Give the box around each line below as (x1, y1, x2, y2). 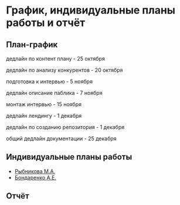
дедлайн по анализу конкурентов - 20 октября (6, 67, 123, 74)
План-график (6, 39, 58, 49)
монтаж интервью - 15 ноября (6, 101, 82, 108)
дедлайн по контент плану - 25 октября (6, 55, 106, 62)
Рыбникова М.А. (14, 167, 56, 174)
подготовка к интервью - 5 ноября (6, 78, 93, 85)
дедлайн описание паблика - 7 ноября (6, 90, 103, 96)
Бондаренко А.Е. (14, 174, 57, 181)
